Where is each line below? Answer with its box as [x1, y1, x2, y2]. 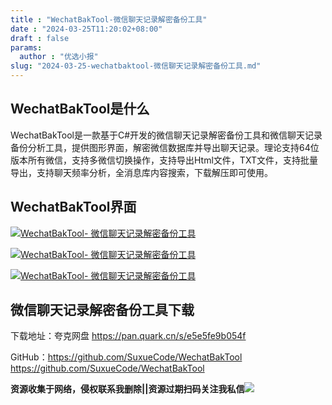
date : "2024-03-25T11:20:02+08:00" [10, 24, 163, 34]
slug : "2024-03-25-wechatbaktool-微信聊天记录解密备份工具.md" [10, 61, 262, 71]
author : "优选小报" [19, 52, 99, 62]
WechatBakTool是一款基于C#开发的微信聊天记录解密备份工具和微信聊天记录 [10, 129, 323, 141]
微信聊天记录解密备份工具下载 [10, 302, 195, 319]
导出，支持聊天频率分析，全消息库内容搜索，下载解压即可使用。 [10, 166, 273, 178]
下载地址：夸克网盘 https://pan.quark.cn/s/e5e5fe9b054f [10, 330, 247, 342]
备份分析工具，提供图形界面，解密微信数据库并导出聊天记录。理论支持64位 [10, 141, 320, 153]
